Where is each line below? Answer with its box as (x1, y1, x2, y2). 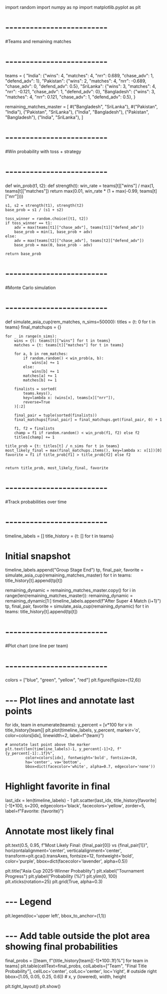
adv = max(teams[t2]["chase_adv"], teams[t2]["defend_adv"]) (14, 238, 144, 243)
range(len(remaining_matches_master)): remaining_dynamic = (5, 593, 133, 599)
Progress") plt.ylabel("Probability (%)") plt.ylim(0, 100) (5, 873, 117, 880)
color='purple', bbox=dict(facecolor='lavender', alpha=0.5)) (5, 858, 128, 865)
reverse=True (23, 399, 50, 404)
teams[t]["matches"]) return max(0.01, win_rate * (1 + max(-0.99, (5, 188, 139, 194)
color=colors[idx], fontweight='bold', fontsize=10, (25, 755, 137, 761)
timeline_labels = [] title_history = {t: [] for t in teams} (5, 533, 114, 539)
